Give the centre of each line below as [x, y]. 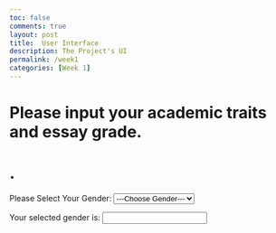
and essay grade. [76, 132]
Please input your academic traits [138, 113]
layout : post [34, 34]
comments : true [38, 26]
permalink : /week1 [44, 60]
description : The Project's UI [68, 51]
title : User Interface [54, 43]
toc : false [30, 18]
